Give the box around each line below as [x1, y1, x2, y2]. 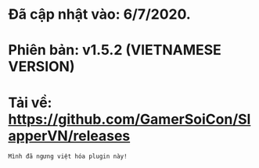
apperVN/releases [8, 127, 131, 145]
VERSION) [8, 58, 75, 76]
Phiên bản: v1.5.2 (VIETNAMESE [8, 41, 221, 59]
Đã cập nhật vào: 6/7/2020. [8, 5, 192, 23]
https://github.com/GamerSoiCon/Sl [8, 110, 251, 128]
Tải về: [8, 94, 52, 111]
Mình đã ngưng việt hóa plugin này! [8, 152, 128, 161]
